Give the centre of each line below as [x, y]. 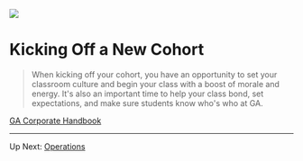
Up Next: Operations [47, 146]
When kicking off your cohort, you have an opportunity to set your [154, 74]
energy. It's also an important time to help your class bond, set [147, 94]
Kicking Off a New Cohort [107, 50]
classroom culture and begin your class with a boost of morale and [155, 84]
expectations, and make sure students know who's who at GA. [147, 103]
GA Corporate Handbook [55, 121]
